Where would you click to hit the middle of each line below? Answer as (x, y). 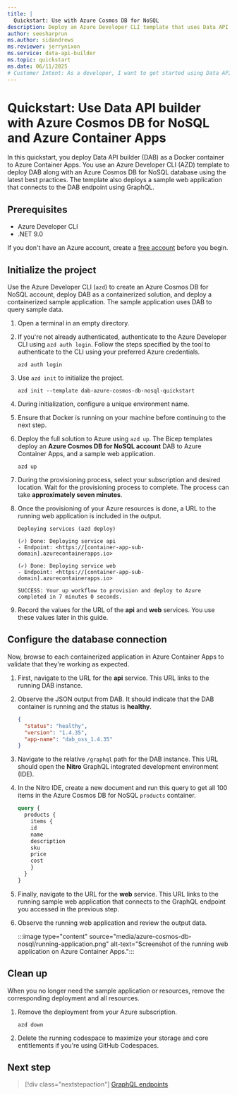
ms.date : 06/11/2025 (38, 66)
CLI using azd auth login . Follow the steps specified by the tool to (114, 345)
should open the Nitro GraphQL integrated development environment (118, 767)
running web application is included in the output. (89, 516)
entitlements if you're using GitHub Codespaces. (88, 1045)
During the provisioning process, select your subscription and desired (119, 480)
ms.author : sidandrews (41, 40)
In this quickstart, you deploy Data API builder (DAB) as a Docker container (116, 157)
